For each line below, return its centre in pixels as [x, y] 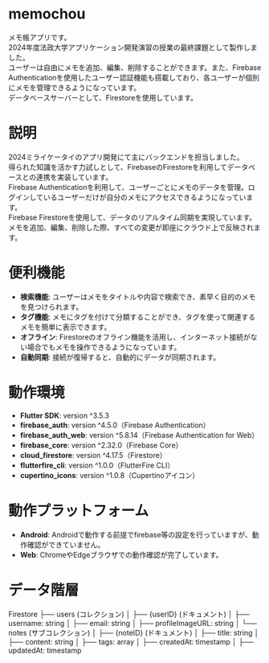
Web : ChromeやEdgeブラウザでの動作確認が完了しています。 [121, 554]
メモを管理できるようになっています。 [78, 87]
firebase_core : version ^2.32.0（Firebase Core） [101, 445]
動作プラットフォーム [79, 511]
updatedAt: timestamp [45, 650]
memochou [47, 14]
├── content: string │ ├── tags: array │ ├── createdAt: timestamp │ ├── [131, 641]
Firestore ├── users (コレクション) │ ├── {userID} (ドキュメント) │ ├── [129, 614]
